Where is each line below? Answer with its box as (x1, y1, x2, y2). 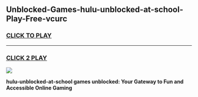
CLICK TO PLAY (6, 32, 52, 40)
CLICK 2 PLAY (6, 53, 47, 62)
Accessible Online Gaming (6, 84, 72, 91)
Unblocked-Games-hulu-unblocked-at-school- (6, 5, 184, 15)
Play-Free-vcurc (6, 14, 68, 24)
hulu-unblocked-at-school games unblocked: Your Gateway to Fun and (6, 78, 184, 85)
